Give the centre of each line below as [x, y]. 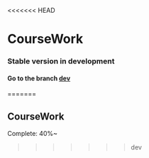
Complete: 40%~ [33, 134]
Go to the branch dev [39, 78]
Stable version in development [61, 61]
